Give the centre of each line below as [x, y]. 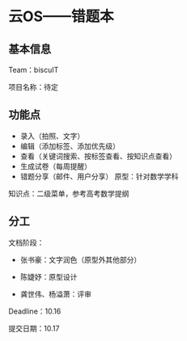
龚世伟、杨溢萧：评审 [55, 294]
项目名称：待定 [33, 87]
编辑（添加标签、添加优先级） [70, 145]
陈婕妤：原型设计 [49, 276]
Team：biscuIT [34, 70]
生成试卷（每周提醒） [55, 166]
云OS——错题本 [61, 17]
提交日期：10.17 [34, 328]
